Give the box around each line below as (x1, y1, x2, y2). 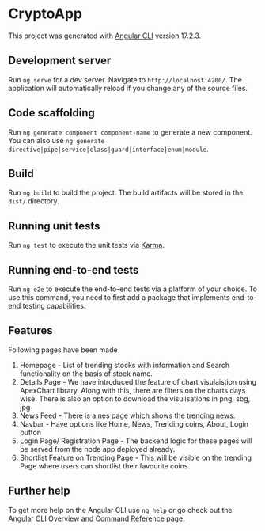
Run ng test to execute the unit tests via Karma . (8, 241, 165, 250)
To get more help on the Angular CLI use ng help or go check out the (8, 505, 233, 514)
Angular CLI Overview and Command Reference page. (8, 514, 185, 523)
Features (8, 324, 53, 337)
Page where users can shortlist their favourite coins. (19, 461, 191, 471)
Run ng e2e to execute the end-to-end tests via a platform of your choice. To (8, 284, 258, 294)
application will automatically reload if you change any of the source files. (8, 83, 248, 93)
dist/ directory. (8, 196, 59, 206)
